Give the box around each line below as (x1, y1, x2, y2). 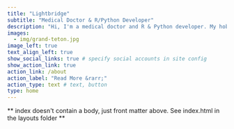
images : (7, 29, 30, 37)
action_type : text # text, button (7, 81, 108, 88)
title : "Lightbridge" (7, 10, 70, 17)
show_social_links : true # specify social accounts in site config (7, 55, 208, 62)
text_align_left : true (7, 49, 73, 56)
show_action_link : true (7, 62, 77, 69)
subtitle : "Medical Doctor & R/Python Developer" (7, 17, 155, 24)
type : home (7, 87, 39, 94)
